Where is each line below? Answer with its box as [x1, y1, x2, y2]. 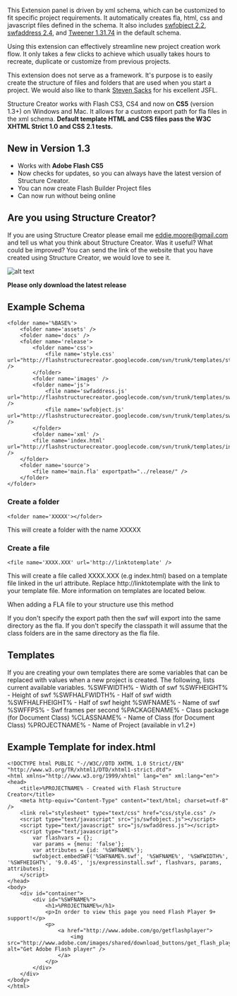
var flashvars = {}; [32, 834, 93, 841]
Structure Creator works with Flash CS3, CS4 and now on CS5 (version [7, 100, 214, 108]
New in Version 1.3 [7, 143, 90, 155]
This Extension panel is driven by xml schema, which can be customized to [7, 6, 226, 14]
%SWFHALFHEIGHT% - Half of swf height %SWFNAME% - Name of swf [7, 698, 220, 706]
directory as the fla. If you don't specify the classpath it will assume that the [7, 621, 228, 630]
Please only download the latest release [7, 281, 127, 289]
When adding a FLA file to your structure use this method [7, 600, 174, 609]
